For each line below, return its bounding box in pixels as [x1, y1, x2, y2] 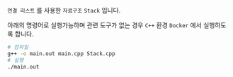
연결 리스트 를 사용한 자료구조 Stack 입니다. [7, 6, 121, 14]
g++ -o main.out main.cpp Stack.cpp [7, 50, 115, 57]
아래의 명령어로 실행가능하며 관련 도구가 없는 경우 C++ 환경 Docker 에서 [7, 21, 202, 29]
